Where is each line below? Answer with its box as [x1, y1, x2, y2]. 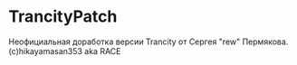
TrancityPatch [8, 6, 118, 27]
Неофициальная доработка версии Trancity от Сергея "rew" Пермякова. [8, 36, 289, 47]
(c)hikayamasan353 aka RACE [8, 45, 121, 56]
